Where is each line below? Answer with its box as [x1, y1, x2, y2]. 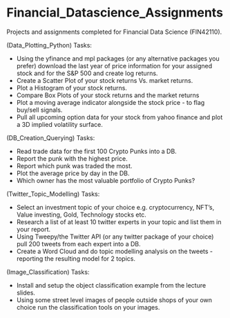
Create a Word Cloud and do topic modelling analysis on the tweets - [16, 247, 213, 255]
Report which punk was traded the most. [16, 161, 133, 170]
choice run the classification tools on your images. [16, 303, 160, 311]
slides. [16, 288, 36, 297]
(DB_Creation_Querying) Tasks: [6, 133, 95, 142]
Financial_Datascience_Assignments [6, 5, 224, 21]
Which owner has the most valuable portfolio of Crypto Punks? [16, 176, 195, 184]
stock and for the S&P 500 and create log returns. [16, 69, 158, 77]
